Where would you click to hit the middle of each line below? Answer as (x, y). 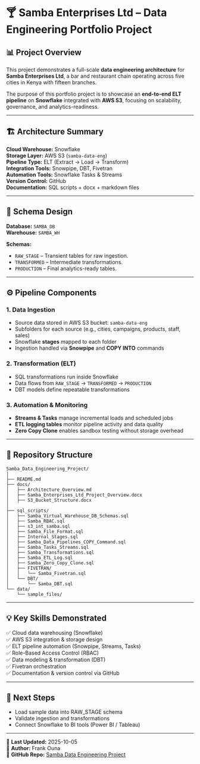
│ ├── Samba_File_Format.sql (45, 531)
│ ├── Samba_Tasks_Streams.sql (48, 547)
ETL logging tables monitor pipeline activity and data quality (89, 424)
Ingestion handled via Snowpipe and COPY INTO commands (90, 348)
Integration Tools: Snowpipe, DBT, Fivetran (60, 168)
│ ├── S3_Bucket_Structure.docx (49, 500)
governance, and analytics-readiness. (53, 107)
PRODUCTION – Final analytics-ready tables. (66, 268)
